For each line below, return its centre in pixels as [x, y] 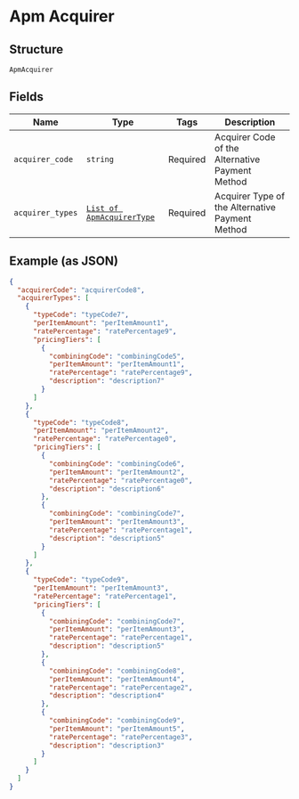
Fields [27, 97]
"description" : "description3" [107, 746]
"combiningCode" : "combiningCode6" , [117, 464]
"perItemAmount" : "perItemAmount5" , [117, 729]
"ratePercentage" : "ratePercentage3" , [121, 737]
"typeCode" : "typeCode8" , [81, 422]
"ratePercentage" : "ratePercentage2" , [121, 688]
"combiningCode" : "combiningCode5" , [117, 356]
